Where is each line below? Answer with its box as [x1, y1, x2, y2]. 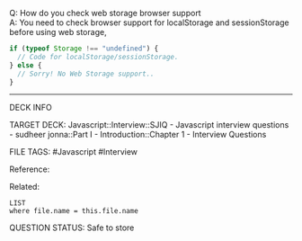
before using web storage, [9, 27, 107, 37]
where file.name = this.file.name [9, 207, 139, 216]
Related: [9, 182, 40, 192]
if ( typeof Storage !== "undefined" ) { [9, 44, 159, 53]
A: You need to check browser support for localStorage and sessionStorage [9, 17, 289, 28]
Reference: [9, 164, 50, 174]
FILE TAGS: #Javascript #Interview [9, 147, 138, 157]
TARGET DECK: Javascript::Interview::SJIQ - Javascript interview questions [9, 120, 289, 130]
